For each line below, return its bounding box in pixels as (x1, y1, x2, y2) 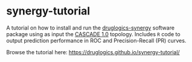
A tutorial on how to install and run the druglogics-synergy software (6, 24, 175, 31)
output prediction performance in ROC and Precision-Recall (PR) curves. (6, 37, 187, 44)
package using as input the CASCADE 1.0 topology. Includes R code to (6, 30, 181, 37)
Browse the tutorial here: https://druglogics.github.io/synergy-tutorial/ (6, 48, 180, 55)
